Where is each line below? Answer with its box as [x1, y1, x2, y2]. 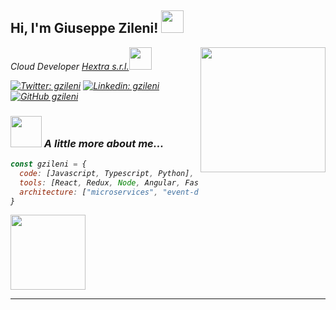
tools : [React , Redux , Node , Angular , [19, 177, 182, 188]
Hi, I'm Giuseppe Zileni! [10, 20, 159, 37]
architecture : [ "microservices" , [19, 187, 159, 197]
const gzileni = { [10, 159, 87, 170]
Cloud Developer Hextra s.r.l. [10, 60, 130, 72]
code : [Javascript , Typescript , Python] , [19, 168, 195, 178]
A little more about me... [43, 136, 165, 150]
